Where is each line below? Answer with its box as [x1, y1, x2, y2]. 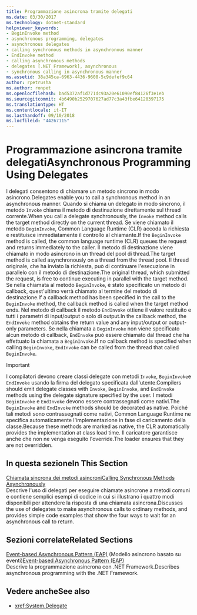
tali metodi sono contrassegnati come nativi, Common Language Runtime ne [6, 410, 191, 417]
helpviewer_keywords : [6, 25, 59, 31]
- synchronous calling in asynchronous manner [6, 69, 122, 75]
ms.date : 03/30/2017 [6, 14, 57, 20]
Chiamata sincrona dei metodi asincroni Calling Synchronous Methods [6, 474, 175, 481]
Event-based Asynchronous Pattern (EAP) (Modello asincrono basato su [6, 550, 181, 557]
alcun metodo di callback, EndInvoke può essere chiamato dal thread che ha [6, 332, 189, 339]
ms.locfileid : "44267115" [6, 118, 69, 124]
